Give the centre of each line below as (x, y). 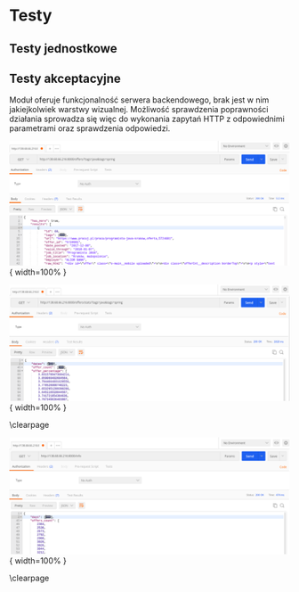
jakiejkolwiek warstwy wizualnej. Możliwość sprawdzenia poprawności (139, 110)
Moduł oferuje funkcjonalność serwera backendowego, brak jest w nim (139, 100)
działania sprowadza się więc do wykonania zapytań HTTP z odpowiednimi (147, 119)
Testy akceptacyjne (65, 78)
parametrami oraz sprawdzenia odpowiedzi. (90, 128)
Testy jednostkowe (63, 49)
